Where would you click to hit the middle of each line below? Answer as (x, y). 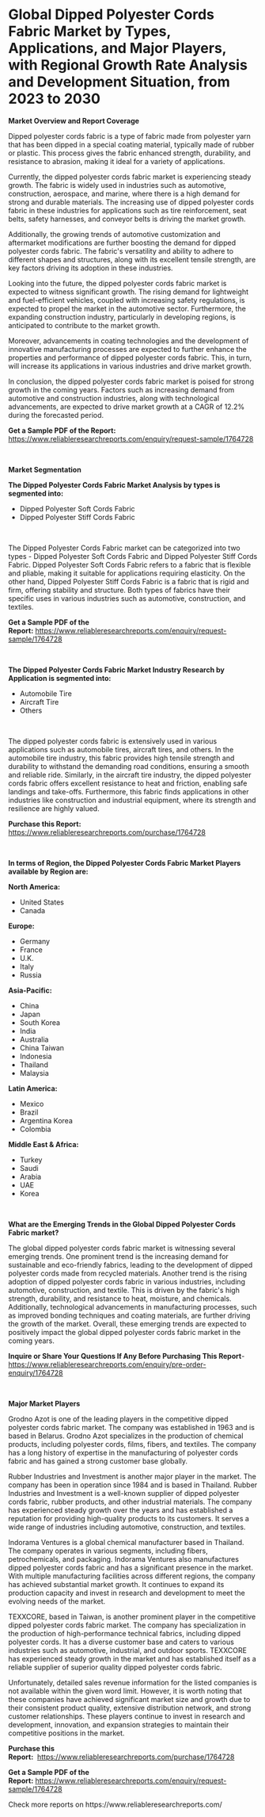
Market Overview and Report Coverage (74, 120)
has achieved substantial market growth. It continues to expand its (116, 1584)
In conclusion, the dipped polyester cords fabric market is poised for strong (131, 381)
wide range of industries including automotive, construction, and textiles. (127, 1527)
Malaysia (34, 1073)
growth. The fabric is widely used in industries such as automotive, (117, 185)
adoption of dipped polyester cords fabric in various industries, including (127, 1281)
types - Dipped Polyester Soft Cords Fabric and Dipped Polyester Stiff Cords (133, 556)
